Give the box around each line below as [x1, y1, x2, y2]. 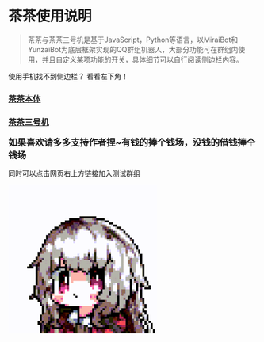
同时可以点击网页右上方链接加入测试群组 [8, 169, 140, 178]
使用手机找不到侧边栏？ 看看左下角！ [8, 71, 128, 81]
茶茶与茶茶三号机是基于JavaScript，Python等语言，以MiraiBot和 [27, 35, 239, 44]
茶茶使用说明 [8, 7, 93, 25]
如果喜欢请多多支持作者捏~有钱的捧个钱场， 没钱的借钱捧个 [8, 137, 256, 149]
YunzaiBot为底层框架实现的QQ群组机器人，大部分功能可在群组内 [27, 44, 239, 54]
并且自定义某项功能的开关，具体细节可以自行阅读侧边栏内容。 [41, 55, 243, 64]
